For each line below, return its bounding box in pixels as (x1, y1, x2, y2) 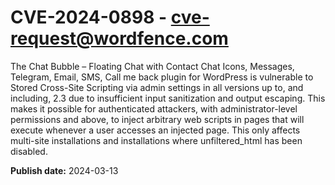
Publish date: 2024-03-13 (10, 164, 119, 176)
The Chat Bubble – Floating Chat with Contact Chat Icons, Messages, (10, 60, 295, 72)
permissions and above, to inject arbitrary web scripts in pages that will (10, 113, 305, 125)
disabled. (10, 145, 48, 157)
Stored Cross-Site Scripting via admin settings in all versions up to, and (10, 81, 304, 93)
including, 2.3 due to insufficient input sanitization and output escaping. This (10, 92, 326, 104)
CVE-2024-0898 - (10, 6, 168, 29)
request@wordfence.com (10, 27, 229, 50)
